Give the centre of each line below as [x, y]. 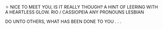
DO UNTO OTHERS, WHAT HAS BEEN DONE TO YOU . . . [63, 22]
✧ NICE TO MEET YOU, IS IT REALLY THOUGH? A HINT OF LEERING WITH [81, 7]
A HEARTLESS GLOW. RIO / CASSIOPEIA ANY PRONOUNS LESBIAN [75, 12]
